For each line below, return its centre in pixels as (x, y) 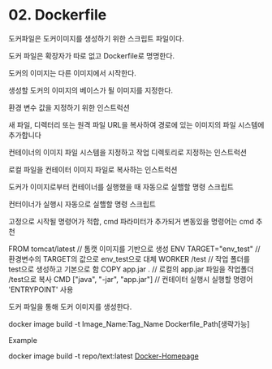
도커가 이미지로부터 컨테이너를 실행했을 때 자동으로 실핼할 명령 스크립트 (121, 187)
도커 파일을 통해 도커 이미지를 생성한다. (70, 306)
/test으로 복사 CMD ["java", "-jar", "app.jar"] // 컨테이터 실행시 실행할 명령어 (131, 279)
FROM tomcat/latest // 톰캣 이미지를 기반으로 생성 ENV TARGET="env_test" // (134, 249)
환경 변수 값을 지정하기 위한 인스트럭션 (69, 107)
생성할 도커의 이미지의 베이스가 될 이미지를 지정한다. (91, 90)
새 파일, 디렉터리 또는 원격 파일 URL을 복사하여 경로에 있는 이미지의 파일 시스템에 (136, 124)
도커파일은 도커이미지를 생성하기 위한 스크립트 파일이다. (96, 38)
